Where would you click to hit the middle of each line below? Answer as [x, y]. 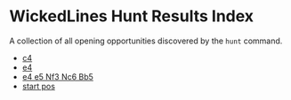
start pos [39, 86]
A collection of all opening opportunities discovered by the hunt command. [146, 41]
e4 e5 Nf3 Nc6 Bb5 [57, 76]
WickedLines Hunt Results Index [132, 16]
